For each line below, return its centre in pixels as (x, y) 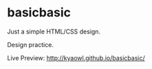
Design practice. (30, 44)
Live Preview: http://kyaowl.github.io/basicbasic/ (76, 58)
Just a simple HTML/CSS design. (54, 31)
